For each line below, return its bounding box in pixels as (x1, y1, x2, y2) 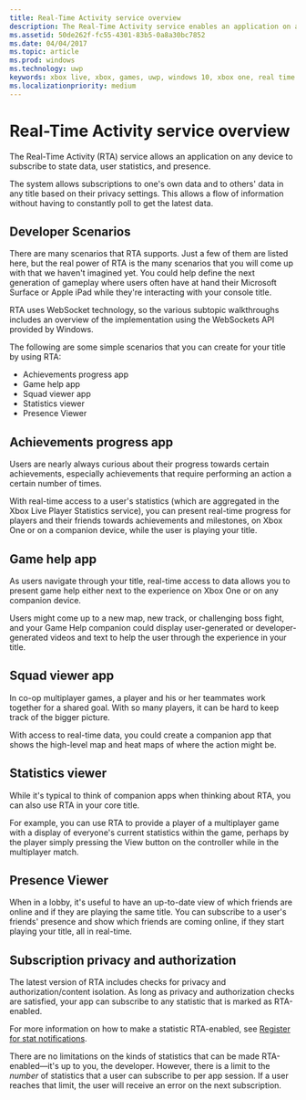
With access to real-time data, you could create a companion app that (9, 729, 271, 740)
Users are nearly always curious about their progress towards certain (9, 458, 270, 470)
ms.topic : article (9, 47, 79, 57)
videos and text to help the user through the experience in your (49, 632, 287, 643)
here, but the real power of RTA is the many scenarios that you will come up (9, 257, 294, 269)
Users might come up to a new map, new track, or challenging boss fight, (9, 613, 285, 623)
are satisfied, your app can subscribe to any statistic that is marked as (9, 996, 273, 1007)
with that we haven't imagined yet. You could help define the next (9, 267, 255, 278)
